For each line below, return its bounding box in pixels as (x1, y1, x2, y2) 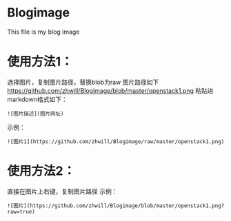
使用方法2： (7, 163, 76, 179)
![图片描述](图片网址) (7, 110, 64, 117)
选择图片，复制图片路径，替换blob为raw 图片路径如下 (7, 78, 159, 86)
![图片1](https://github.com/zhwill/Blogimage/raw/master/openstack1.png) (7, 138, 225, 145)
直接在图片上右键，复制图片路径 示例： (7, 187, 118, 196)
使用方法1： (7, 54, 74, 70)
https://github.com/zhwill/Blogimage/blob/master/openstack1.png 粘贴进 (7, 86, 214, 94)
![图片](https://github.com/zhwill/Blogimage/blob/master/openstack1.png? (7, 202, 225, 209)
